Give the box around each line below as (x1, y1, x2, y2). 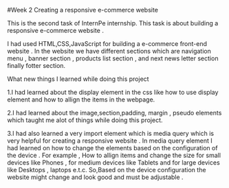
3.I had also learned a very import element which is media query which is (7, 130, 215, 137)
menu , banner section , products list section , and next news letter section (7, 54, 219, 62)
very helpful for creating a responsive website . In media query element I (7, 137, 213, 145)
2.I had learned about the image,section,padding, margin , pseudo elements (7, 109, 222, 117)
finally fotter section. (7, 62, 66, 69)
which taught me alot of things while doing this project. (7, 116, 163, 124)
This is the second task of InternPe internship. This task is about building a (7, 19, 219, 27)
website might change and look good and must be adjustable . (7, 173, 184, 181)
